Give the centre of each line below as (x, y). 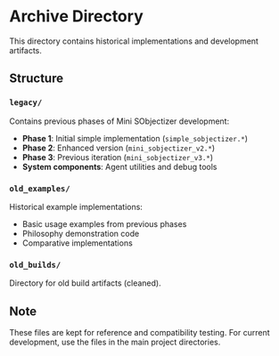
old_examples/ (40, 188)
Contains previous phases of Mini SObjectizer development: (119, 121)
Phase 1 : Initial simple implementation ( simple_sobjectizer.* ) (135, 138)
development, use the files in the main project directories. (115, 342)
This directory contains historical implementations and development (134, 41)
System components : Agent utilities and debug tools (119, 166)
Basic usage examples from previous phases (104, 223)
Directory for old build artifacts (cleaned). (86, 283)
